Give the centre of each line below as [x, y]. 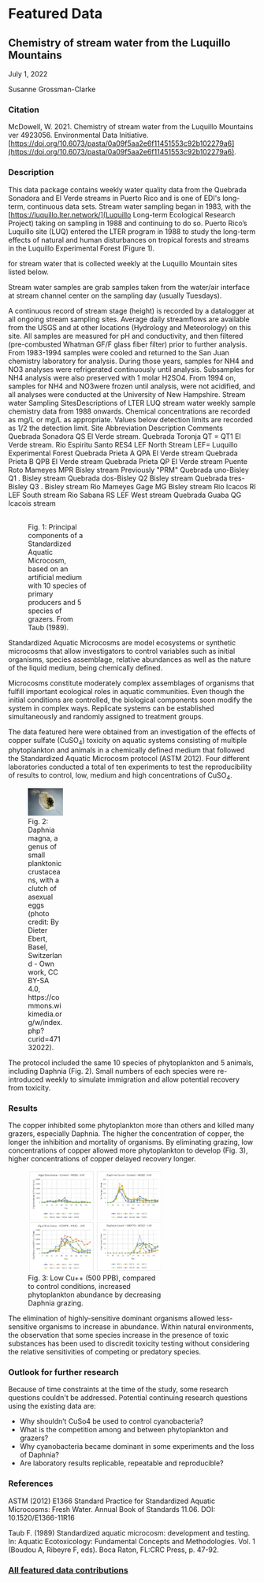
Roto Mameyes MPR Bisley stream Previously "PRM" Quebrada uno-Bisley [129, 470]
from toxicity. [30, 1087]
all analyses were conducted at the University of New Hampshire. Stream [127, 394]
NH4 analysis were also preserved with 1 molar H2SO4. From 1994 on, [122, 377]
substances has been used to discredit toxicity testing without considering [129, 1343]
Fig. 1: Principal [52, 527]
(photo [39, 913]
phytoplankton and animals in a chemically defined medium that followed [126, 750]
